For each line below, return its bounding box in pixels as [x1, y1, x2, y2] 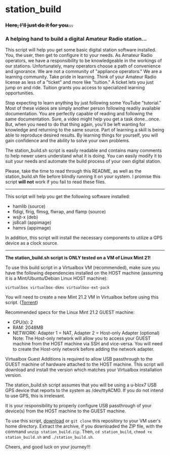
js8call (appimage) [12, 219, 52, 225]
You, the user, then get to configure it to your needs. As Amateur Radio [5, 52, 153, 58]
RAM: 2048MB [12, 324, 44, 331]
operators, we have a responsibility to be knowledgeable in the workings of [5, 57, 162, 64]
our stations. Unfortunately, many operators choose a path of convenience [5, 63, 161, 69]
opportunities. [5, 90, 34, 96]
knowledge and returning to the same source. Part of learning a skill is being [5, 127, 164, 133]
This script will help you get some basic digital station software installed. [5, 47, 157, 53]
